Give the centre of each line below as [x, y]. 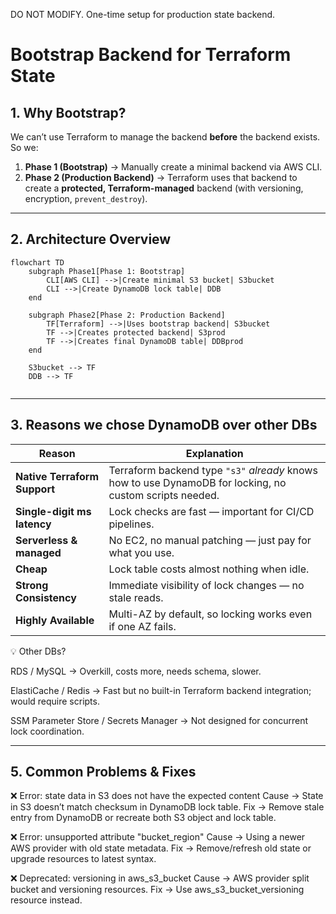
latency [33, 524]
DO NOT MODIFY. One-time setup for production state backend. [143, 14]
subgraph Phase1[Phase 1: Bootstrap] [107, 271]
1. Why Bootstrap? [68, 112]
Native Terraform [57, 476]
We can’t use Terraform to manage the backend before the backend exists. [165, 137]
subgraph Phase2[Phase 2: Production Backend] [127, 315]
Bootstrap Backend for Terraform [151, 55]
